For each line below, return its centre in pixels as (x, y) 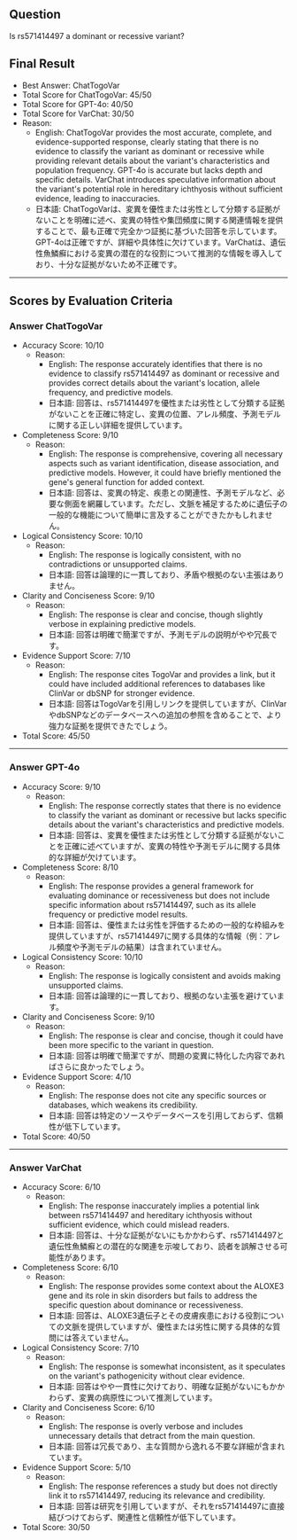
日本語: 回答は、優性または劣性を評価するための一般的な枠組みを (167, 925)
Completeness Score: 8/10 (70, 867)
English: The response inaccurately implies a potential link (154, 1206)
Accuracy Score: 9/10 (61, 786)
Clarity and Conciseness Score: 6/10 (88, 1407)
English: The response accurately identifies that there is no (156, 364)
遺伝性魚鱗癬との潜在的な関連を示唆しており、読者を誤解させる (164, 1246)
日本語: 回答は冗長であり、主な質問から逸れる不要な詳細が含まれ (167, 1446)
